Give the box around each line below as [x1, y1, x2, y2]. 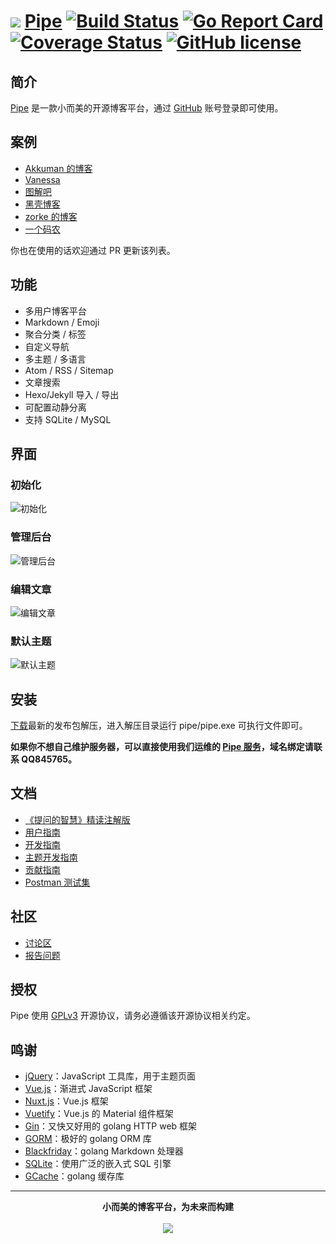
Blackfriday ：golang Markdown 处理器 [24, 1145, 184, 1157]
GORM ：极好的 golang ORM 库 [24, 1133, 152, 1145]
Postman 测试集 [24, 876, 91, 888]
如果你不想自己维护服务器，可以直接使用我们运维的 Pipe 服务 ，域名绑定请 [10, 741, 314, 753]
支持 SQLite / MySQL [24, 413, 112, 425]
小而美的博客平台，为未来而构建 [102, 1201, 234, 1213]
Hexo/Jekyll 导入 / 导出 [24, 388, 120, 400]
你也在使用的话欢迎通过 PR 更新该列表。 [10, 244, 176, 256]
